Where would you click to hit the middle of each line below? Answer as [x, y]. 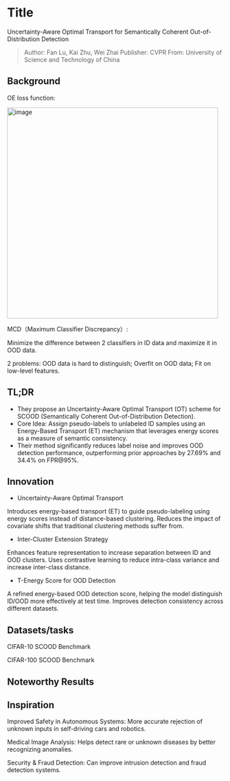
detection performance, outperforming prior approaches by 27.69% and [119, 452]
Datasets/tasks [41, 630]
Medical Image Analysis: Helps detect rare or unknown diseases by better [112, 742]
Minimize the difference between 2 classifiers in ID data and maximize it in [112, 342]
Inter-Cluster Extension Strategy [62, 539]
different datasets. [33, 608]
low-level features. [34, 371]
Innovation [31, 482]
